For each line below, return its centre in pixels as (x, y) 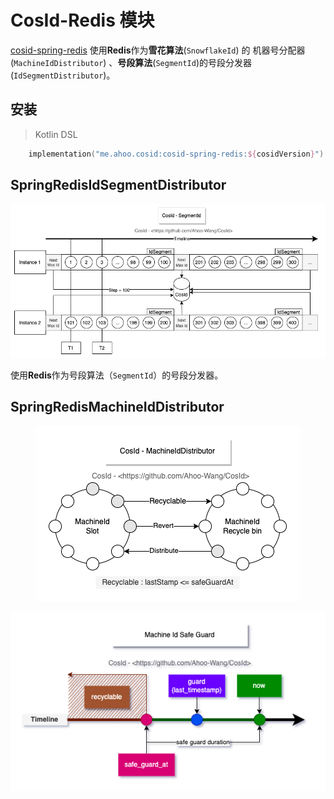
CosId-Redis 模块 (82, 20)
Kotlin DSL (56, 134)
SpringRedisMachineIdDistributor (117, 407)
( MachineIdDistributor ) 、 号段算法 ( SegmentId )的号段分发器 (131, 62)
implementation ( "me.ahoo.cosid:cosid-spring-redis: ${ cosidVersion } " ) (176, 154)
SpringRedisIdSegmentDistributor (118, 185)
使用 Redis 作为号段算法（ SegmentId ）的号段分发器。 (117, 375)
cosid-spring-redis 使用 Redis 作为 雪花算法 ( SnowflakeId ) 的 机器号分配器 (158, 50)
